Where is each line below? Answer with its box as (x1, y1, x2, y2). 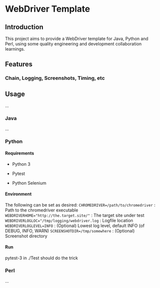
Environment (5, 191, 32, 197)
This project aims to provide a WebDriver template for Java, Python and (5, 36, 148, 41)
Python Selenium (12, 180, 47, 186)
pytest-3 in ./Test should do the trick (5, 255, 78, 261)
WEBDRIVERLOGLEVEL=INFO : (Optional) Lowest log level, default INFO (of (5, 223, 145, 229)
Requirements (5, 150, 35, 156)
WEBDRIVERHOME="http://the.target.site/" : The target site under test (5, 212, 144, 218)
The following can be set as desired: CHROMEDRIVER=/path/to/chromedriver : (5, 202, 156, 208)
